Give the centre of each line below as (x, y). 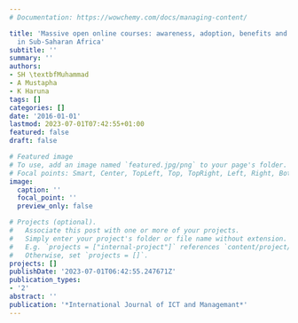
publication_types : (45, 280)
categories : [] (37, 107)
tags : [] (25, 99)
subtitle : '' (33, 50)
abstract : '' (33, 296)
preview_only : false (55, 206)
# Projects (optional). (53, 223)
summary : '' (31, 59)
